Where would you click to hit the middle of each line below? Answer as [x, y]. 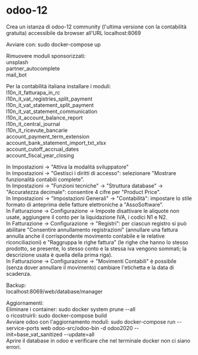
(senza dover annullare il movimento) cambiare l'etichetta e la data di [90, 267]
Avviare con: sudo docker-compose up [53, 44]
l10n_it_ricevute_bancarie [37, 130]
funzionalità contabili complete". [45, 179]
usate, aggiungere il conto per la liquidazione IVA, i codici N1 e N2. [87, 217]
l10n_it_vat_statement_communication [52, 111]
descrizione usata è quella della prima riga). [59, 254]
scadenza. [19, 273]
